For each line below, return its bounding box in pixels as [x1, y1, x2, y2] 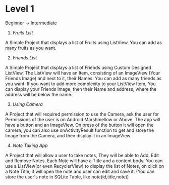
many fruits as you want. [5, 45, 57, 51]
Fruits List [12, 29, 33, 35]
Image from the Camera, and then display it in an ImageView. [5, 132, 132, 138]
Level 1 [5, 3, 34, 15]
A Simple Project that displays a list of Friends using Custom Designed [5, 64, 151, 70]
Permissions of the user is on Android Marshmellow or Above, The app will [5, 116, 160, 122]
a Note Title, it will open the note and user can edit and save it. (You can [5, 168, 155, 174]
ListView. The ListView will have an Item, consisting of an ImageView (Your [5, 69, 160, 76]
